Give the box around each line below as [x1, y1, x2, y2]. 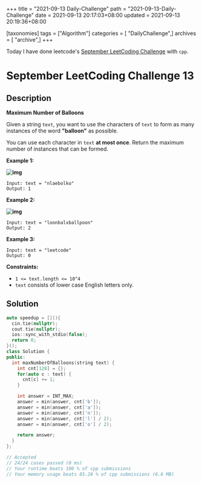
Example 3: [6, 236, 35, 242]
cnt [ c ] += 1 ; [22, 377, 56, 383]
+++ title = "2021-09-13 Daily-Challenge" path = [6, 5, 127, 12]
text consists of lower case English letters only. [15, 281, 134, 288]
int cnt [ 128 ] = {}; [17, 365, 67, 371]
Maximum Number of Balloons [6, 109, 85, 116]
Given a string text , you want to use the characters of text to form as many [6, 121, 195, 128]
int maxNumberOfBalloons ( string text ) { [11, 360, 115, 366]
